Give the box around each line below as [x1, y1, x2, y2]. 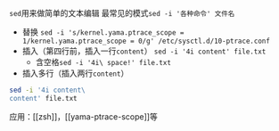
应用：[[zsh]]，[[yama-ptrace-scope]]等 [9, 111, 158, 122]
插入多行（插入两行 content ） [21, 68, 129, 78]
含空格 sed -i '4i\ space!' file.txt [35, 57, 172, 67]
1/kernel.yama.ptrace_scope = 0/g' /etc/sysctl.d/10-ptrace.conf [21, 37, 270, 45]
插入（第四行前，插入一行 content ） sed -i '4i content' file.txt [21, 45, 267, 56]
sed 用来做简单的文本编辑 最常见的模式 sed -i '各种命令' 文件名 [9, 8, 235, 18]
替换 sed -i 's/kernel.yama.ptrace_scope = [21, 27, 185, 37]
